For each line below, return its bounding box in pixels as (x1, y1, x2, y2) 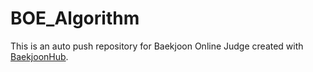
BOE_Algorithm (10, 7, 140, 30)
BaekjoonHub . (10, 50, 69, 62)
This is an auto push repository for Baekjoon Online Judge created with (10, 40, 304, 52)
